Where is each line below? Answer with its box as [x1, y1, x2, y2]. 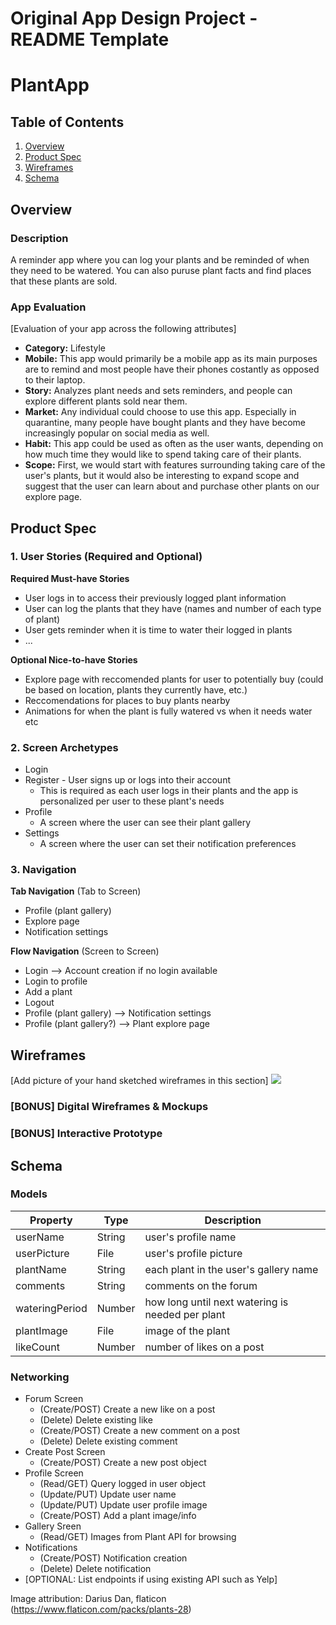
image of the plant [144, 1323, 231, 1337]
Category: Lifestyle [24, 342, 106, 354]
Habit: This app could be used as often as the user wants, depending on [24, 438, 324, 450]
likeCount [15, 1340, 60, 1354]
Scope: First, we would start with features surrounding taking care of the [24, 459, 326, 471]
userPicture [15, 1246, 70, 1260]
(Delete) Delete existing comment [39, 1435, 178, 1447]
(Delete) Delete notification [39, 1563, 152, 1575]
